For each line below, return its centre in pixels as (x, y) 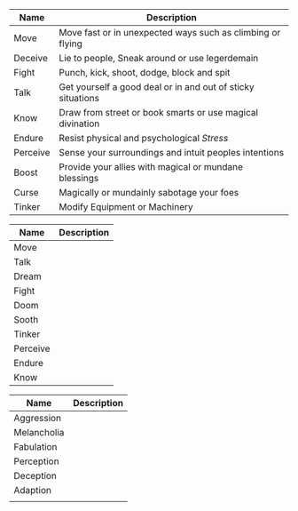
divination (79, 124)
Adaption (32, 490)
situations (79, 98)
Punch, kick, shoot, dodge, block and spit (145, 72)
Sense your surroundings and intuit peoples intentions (172, 152)
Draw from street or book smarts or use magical (159, 112)
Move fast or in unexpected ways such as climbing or (170, 32)
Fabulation (35, 447)
